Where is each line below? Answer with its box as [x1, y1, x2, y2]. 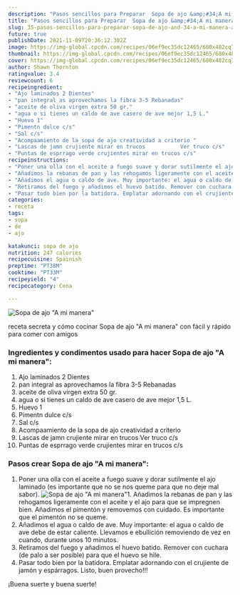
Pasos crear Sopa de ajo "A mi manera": [8, 459, 149, 469]
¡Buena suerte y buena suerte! [8, 580, 97, 589]
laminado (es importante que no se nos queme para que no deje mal [18, 483, 219, 491]
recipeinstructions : [8, 156, 70, 164]
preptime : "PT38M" [8, 262, 63, 270]
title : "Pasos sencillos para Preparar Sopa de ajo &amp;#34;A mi [8, 17, 213, 24]
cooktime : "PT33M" [8, 269, 63, 276]
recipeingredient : [8, 84, 63, 91]
